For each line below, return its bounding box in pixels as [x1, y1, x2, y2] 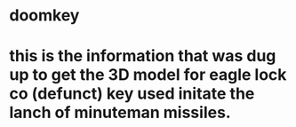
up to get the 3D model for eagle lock [9, 65, 287, 85]
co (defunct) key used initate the [9, 83, 255, 104]
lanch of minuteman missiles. [9, 103, 231, 123]
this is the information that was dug [9, 46, 276, 67]
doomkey [9, 5, 80, 26]
